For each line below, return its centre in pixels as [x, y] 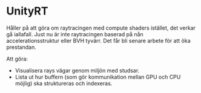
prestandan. [21, 47]
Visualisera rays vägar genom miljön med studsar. [77, 70]
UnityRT [27, 11]
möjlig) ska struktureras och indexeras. [64, 83]
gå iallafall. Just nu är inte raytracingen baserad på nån [75, 34]
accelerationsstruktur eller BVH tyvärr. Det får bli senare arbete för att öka [98, 40]
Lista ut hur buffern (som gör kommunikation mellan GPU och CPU [98, 77]
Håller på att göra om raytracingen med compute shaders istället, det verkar [101, 28]
